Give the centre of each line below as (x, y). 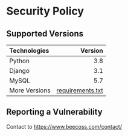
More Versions (30, 90)
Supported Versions (45, 34)
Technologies (29, 51)
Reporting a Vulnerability (54, 112)
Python (20, 61)
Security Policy (45, 11)
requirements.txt (80, 90)
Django (20, 71)
